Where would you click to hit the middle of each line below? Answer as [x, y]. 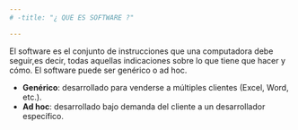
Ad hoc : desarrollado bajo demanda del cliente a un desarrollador [144, 106]
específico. [43, 116]
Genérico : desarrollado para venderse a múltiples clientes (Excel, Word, [155, 87]
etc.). [32, 97]
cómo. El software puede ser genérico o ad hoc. [98, 70]
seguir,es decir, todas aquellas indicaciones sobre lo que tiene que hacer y [147, 60]
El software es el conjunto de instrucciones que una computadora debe [141, 51]
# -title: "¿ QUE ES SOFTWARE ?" [72, 17]
